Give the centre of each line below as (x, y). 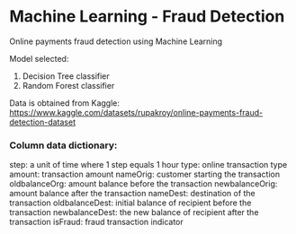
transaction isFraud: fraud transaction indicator (97, 222)
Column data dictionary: (63, 145)
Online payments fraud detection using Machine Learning (116, 41)
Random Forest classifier (68, 85)
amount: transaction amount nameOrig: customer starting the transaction (145, 174)
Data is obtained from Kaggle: (64, 103)
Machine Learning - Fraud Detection (147, 17)
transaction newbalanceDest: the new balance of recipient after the (134, 212)
